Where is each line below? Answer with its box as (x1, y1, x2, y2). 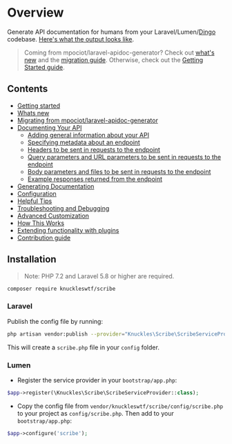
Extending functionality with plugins (17, 226, 119, 234)
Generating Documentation (17, 182, 95, 191)
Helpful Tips (17, 197, 52, 205)
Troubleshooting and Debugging (17, 204, 110, 212)
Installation (7, 253, 57, 265)
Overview (7, 5, 64, 21)
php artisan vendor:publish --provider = (7, 330, 126, 338)
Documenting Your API (17, 123, 82, 132)
